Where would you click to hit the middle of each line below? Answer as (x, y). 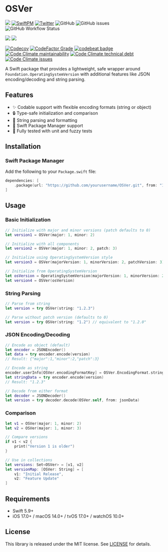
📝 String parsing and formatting (45, 120)
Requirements (27, 499)
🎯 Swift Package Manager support (48, 125)
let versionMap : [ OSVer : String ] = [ (44, 469)
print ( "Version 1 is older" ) (44, 447)
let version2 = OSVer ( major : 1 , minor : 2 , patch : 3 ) (61, 249)
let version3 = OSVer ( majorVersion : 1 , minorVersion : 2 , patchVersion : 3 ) (85, 262)
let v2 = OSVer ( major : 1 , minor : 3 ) (43, 428)
